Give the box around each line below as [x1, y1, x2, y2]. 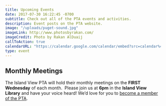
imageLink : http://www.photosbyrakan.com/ [5, 30, 94, 35]
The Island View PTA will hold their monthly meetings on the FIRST [5, 80, 141, 86]
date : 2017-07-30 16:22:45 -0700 [5, 12, 74, 17]
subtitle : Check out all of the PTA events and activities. [5, 16, 132, 21]
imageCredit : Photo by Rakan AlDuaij [5, 35, 83, 40]
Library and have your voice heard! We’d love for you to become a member [5, 90, 158, 96]
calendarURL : [5, 44, 32, 49]
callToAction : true [5, 39, 45, 44]
